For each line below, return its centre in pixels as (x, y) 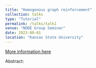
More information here (28, 51)
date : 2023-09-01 (23, 33)
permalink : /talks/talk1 (31, 24)
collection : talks (24, 14)
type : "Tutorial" (23, 19)
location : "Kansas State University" (44, 38)
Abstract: (14, 61)
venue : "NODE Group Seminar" (35, 28)
